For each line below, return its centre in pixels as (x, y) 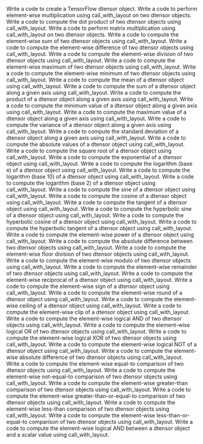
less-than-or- (173, 415)
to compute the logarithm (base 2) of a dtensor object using (81, 183)
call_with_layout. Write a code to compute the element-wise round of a (95, 293)
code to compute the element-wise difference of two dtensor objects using (100, 47)
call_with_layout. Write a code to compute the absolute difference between (99, 241)
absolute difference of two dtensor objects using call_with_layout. (101, 357)
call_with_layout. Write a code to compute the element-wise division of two (100, 54)
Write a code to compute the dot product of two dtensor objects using (94, 22)
